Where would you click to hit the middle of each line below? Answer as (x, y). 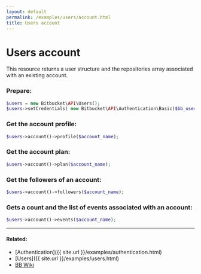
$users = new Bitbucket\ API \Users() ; (53, 103)
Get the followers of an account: (54, 179)
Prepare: (19, 91)
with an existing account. (37, 75)
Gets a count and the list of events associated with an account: (99, 207)
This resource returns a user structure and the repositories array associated (100, 69)
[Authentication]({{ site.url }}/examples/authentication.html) (89, 252)
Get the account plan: (38, 152)
